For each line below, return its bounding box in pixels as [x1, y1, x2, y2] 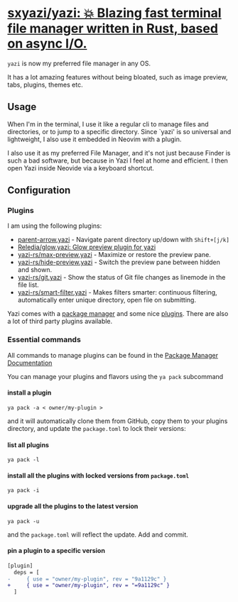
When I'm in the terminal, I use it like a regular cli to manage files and [7, 119, 209, 128]
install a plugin [7, 388, 52, 397]
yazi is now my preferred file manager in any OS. [7, 59, 151, 67]
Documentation [7, 359, 53, 367]
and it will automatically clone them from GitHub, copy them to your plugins [7, 417, 228, 425]
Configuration [7, 185, 71, 197]
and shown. [17, 266, 53, 274]
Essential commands [7, 335, 82, 345]
